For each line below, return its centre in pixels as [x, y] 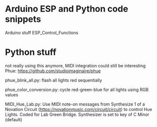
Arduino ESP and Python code [67, 9]
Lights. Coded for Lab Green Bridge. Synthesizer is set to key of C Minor [77, 114]
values [12, 95]
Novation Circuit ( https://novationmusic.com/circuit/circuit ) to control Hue [79, 109]
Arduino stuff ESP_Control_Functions [42, 32]
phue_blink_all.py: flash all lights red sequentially [54, 80]
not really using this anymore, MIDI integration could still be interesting [75, 65]
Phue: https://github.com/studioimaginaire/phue [53, 71]
